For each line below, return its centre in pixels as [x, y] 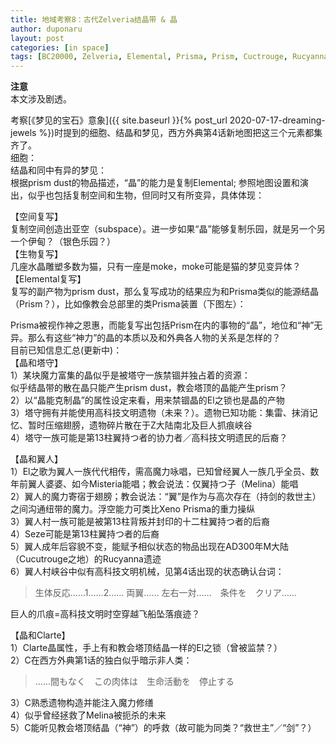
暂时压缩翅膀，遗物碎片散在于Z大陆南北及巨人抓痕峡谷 [140, 425]
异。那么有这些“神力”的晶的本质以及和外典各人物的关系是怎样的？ [146, 338]
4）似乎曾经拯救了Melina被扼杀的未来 [88, 715]
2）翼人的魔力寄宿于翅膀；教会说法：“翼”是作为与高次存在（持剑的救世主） [166, 497]
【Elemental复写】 [48, 279]
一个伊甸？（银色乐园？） [63, 242]
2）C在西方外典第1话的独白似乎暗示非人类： [101, 660]
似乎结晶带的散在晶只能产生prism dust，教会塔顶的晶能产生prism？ [149, 388]
